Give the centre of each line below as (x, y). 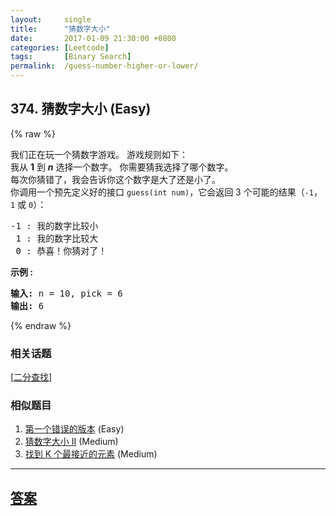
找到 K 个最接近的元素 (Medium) (91, 454)
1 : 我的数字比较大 (57, 238)
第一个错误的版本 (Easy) (74, 429)
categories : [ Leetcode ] (60, 47)
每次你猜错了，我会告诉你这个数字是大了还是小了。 (115, 179)
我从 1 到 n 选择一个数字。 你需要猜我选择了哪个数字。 (122, 167)
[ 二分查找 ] (31, 377)
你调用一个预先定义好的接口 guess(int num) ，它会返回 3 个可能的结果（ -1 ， (166, 192)
